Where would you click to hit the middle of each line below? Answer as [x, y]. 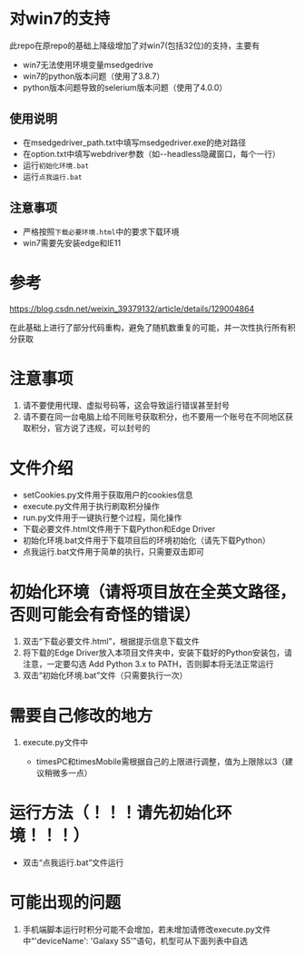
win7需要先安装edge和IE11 [71, 242]
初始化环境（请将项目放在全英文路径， [153, 592]
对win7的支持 [60, 19]
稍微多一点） [68, 773]
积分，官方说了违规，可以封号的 [90, 428]
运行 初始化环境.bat [55, 165]
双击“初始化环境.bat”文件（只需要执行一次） [105, 675]
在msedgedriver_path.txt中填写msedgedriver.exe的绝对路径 [134, 143]
